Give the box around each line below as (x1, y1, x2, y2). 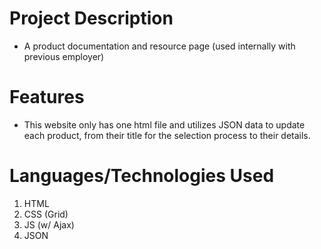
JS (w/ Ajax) (23, 218, 75, 231)
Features (9, 86, 85, 109)
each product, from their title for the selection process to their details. (23, 129, 311, 141)
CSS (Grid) (23, 208, 69, 220)
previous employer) (23, 50, 105, 62)
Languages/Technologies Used (9, 165, 275, 187)
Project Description (9, 7, 174, 30)
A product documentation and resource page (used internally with (23, 40, 296, 52)
